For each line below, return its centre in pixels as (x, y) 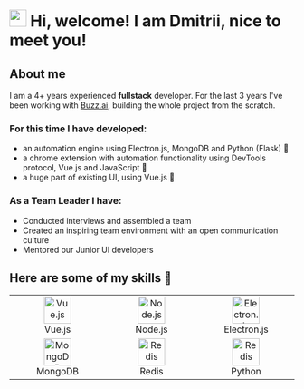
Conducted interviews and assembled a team (107, 220)
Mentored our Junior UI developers (88, 249)
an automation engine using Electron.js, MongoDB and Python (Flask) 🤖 (156, 149)
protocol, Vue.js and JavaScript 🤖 (85, 168)
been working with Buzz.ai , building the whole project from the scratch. (142, 105)
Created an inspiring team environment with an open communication (150, 230)
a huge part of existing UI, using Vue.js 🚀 (99, 178)
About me (38, 74)
